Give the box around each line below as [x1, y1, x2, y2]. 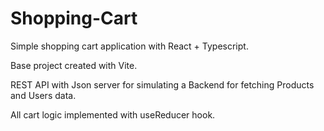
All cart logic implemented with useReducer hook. [10, 108, 216, 121]
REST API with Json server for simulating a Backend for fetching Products [10, 78, 315, 91]
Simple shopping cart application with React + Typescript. [10, 40, 249, 52]
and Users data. [10, 89, 77, 101]
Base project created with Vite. [10, 59, 138, 71]
